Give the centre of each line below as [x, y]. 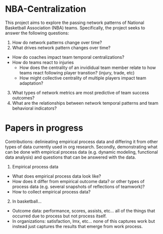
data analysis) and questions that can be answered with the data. [71, 157]
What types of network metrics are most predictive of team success [81, 93]
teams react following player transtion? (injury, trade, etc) [77, 72]
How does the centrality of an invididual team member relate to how [88, 68]
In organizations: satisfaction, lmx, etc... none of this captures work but [83, 221]
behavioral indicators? [34, 108]
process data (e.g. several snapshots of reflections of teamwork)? [78, 187]
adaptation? [31, 83]
